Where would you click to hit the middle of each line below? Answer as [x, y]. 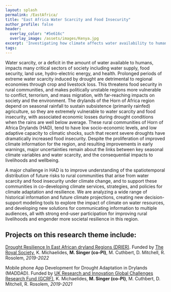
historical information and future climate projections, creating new [74, 197]
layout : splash [21, 10]
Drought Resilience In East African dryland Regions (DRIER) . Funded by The [84, 247]
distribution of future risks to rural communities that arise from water [77, 175]
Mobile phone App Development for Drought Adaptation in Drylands [76, 268]
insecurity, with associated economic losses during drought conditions [79, 117]
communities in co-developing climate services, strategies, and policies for [84, 186]
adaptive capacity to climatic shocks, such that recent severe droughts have [85, 133]
